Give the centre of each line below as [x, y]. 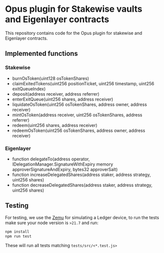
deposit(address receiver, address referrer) [56, 94]
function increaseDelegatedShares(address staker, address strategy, [81, 175]
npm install [17, 231]
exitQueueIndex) [29, 89]
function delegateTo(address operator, [51, 159]
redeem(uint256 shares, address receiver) [55, 125]
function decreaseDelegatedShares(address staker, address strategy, [82, 185]
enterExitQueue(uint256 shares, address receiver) [63, 99]
